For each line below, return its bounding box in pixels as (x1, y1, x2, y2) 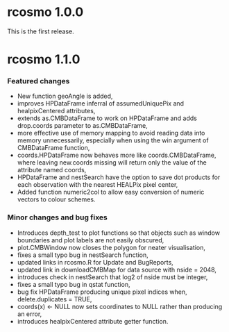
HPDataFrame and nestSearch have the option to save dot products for (17, 173, 221, 181)
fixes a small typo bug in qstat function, (17, 280, 130, 288)
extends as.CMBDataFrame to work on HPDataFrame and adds (17, 114, 198, 122)
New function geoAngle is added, (17, 92, 113, 101)
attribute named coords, (17, 166, 87, 174)
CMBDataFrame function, (17, 144, 90, 152)
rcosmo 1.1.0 (7, 51, 80, 67)
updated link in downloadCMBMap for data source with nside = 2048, (17, 265, 217, 274)
